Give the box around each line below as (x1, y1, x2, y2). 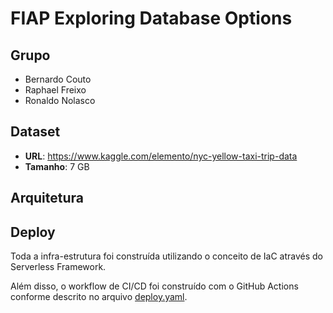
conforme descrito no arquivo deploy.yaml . (10, 291, 188, 303)
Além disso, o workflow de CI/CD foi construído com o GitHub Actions (10, 280, 299, 292)
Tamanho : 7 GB (24, 160, 90, 172)
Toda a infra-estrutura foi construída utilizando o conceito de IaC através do (10, 250, 323, 262)
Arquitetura (10, 190, 84, 207)
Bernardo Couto (24, 73, 92, 85)
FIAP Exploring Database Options (10, 7, 293, 30)
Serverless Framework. (10, 261, 107, 273)
